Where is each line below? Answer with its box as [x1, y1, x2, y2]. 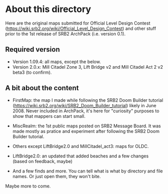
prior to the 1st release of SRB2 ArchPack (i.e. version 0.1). [5, 31, 126, 37]
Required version [5, 45, 60, 54]
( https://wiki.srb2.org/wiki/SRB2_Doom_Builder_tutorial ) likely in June [12, 102, 157, 108]
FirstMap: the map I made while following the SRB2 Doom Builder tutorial [12, 97, 163, 103]
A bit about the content [5, 84, 79, 92]
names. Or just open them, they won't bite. [12, 173, 101, 179]
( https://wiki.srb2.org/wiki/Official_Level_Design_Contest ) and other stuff [5, 25, 156, 31]
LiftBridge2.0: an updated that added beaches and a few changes [12, 153, 149, 159]
